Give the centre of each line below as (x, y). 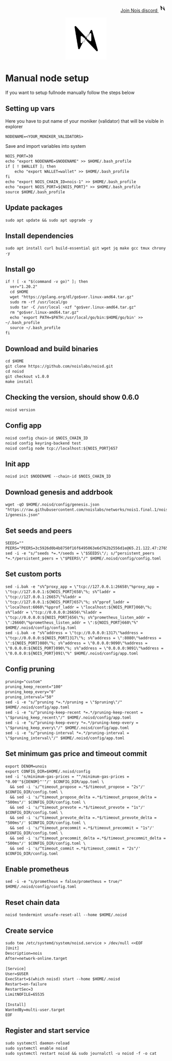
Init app (17, 464)
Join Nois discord (139, 10)
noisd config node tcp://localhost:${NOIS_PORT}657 (61, 448)
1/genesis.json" (23, 515)
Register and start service (48, 1031)
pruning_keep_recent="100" (34, 687)
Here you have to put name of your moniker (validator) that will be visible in (84, 121)
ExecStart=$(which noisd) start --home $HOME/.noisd (63, 979)
